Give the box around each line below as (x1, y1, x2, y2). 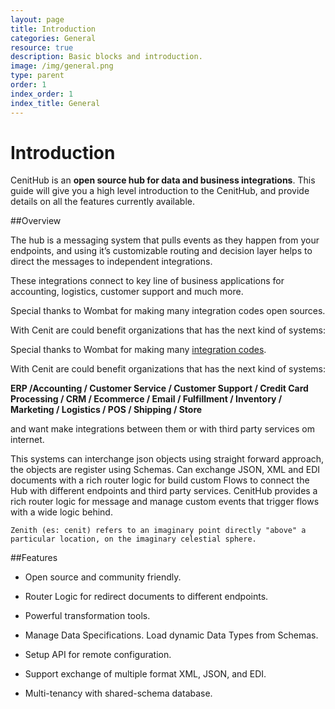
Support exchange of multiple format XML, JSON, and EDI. (24, 668, 267, 680)
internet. (10, 434, 45, 446)
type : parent (10, 71, 65, 81)
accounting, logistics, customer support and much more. (10, 286, 244, 298)
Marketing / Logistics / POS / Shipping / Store (10, 404, 203, 416)
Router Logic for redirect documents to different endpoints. (24, 591, 269, 603)
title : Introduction (10, 24, 97, 34)
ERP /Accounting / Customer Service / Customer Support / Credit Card (10, 382, 309, 395)
